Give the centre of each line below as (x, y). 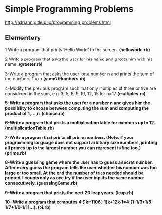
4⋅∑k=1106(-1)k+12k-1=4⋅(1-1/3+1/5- (116, 202)
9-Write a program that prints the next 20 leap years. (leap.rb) (69, 192)
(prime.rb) (16, 153)
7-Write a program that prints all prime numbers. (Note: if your (70, 137)
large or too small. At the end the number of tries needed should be (74, 173)
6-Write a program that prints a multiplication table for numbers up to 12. (80, 122)
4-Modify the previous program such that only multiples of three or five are (81, 88)
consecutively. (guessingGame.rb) (41, 183)
